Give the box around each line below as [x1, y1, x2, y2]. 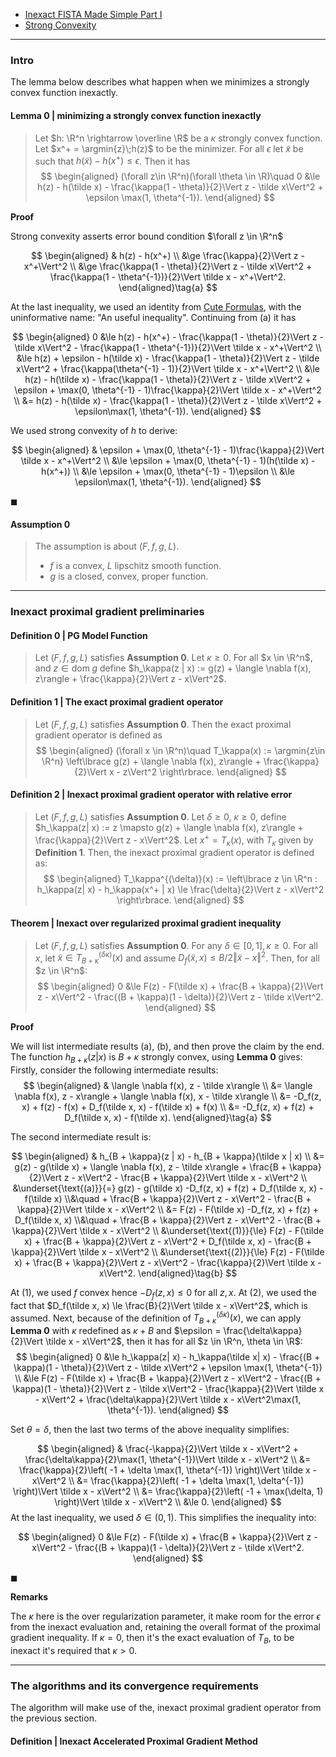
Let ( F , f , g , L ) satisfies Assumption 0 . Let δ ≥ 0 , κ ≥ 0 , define [34, 810, 287, 823]
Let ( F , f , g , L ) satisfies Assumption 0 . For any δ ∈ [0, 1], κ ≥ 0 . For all [34, 939, 318, 951]
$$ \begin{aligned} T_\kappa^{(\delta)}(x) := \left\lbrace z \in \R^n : [43, 873, 318, 885]
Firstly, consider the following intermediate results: [10, 1064, 219, 1076]
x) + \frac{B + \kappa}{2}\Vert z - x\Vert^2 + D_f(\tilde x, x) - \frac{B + [23, 1235, 313, 1247]
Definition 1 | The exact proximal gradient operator [10, 696, 224, 708]
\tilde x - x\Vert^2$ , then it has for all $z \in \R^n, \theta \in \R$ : [44, 1335, 303, 1348]
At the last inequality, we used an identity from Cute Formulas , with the [10, 301, 302, 313]
